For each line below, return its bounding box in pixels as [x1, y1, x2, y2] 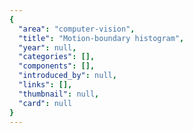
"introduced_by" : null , [18, 71, 117, 81]
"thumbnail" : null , [18, 89, 100, 99]
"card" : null [18, 98, 73, 108]
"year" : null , [18, 42, 77, 53]
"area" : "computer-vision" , [18, 24, 136, 34]
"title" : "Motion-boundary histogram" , [18, 33, 185, 43]
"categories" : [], [18, 52, 96, 62]
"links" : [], [18, 80, 73, 90]
